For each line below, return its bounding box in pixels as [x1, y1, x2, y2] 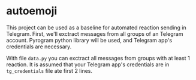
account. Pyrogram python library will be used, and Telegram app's [6, 36, 173, 44]
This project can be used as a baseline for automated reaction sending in [6, 24, 187, 31]
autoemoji [6, 4, 58, 18]
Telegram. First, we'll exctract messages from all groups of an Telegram [6, 30, 183, 37]
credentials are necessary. [6, 43, 72, 50]
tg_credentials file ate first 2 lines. [6, 67, 93, 74]
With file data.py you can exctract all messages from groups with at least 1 [6, 54, 190, 61]
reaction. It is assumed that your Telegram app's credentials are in [6, 61, 170, 68]
